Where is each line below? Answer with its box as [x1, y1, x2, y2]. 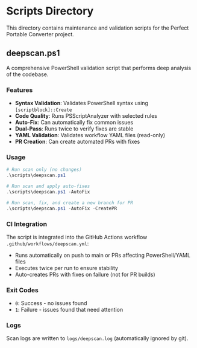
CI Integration [6, 219, 47, 228]
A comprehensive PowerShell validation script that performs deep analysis [6, 64, 192, 71]
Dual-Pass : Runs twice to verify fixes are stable [14, 125, 134, 132]
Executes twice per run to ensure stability [14, 264, 119, 271]
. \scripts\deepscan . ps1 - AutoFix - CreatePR [6, 205, 117, 211]
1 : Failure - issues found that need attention [14, 306, 124, 314]
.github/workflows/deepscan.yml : [6, 240, 89, 247]
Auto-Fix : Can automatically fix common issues [14, 119, 134, 126]
